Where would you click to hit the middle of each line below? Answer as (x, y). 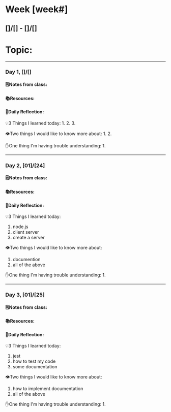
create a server (28, 238)
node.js (21, 227)
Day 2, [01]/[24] (25, 165)
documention (26, 260)
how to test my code (34, 361)
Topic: (19, 50)
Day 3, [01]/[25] (25, 295)
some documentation (35, 367)
